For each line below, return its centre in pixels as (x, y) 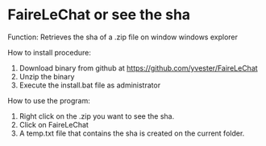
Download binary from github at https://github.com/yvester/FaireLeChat (139, 68)
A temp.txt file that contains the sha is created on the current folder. (132, 133)
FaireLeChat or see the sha (99, 15)
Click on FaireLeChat (54, 124)
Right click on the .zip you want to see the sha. (97, 116)
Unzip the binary (47, 76)
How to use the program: (49, 100)
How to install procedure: (50, 52)
